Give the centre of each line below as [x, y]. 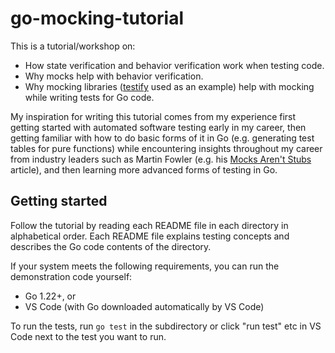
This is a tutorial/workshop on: [73, 46]
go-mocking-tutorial [97, 18]
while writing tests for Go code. [89, 97]
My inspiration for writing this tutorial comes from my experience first [153, 116]
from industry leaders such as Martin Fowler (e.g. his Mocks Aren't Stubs [161, 159]
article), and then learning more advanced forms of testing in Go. [144, 169]
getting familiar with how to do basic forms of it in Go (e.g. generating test [162, 138]
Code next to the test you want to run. [88, 336]
